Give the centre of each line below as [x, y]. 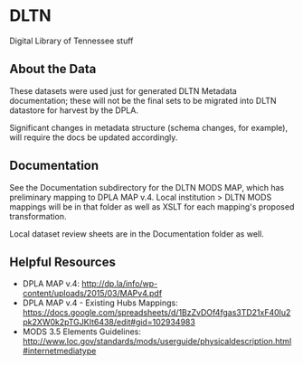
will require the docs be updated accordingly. [94, 137]
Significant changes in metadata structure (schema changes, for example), [149, 127]
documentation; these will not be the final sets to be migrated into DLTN [143, 100]
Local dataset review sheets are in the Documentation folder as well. [137, 234]
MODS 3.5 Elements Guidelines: [82, 332]
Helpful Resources [62, 262]
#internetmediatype [59, 351]
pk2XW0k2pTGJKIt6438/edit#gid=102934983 [109, 323]
